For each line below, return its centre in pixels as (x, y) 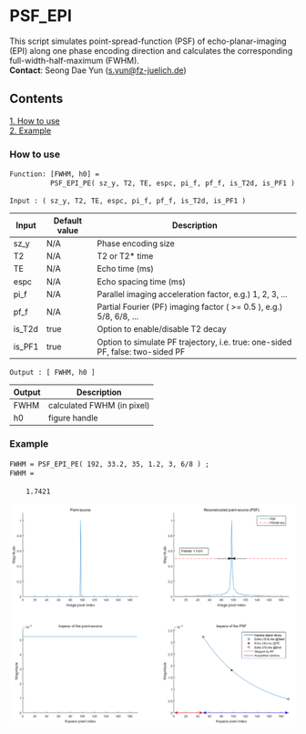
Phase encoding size (136, 243)
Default (68, 221)
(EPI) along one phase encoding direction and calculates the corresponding (151, 50)
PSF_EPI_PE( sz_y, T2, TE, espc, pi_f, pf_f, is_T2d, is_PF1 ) (173, 183)
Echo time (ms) (126, 269)
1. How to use (35, 120)
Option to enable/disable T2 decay (162, 329)
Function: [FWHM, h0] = (55, 174)
